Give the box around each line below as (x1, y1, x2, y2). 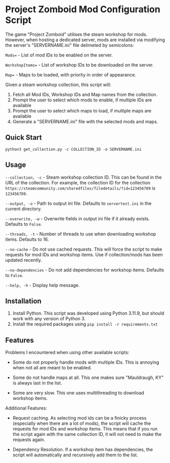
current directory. (5, 205, 42, 212)
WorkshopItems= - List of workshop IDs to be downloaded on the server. (5, 62, 154, 68)
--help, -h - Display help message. (5, 282, 80, 288)
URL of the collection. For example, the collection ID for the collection (5, 179, 151, 185)
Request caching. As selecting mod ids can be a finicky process (12, 415, 147, 421)
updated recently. (5, 257, 42, 263)
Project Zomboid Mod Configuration (5, 4, 161, 15)
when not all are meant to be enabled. (12, 365, 92, 371)
